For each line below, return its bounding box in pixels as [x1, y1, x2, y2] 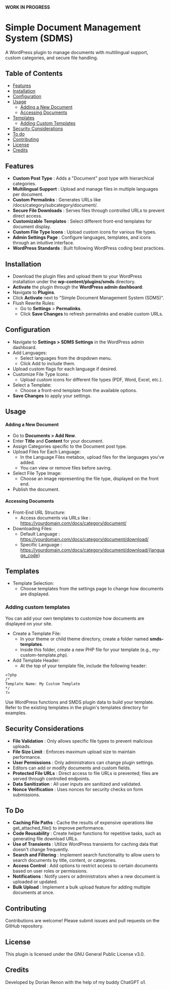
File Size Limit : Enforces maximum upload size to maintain [12, 749, 136, 755]
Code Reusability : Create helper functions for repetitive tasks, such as [12, 830, 161, 837]
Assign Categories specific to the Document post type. [12, 443, 127, 450]
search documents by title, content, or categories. [12, 857, 117, 864]
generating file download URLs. [12, 836, 78, 842]
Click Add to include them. [20, 360, 76, 366]
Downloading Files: [12, 525, 53, 531]
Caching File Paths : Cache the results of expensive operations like [12, 820, 153, 826]
